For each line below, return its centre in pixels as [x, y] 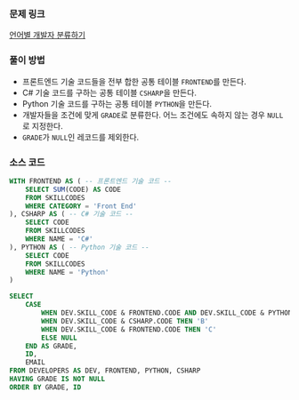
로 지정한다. [43, 125]
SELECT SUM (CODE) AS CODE [73, 189]
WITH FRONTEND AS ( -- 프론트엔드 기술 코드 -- [90, 181]
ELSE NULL [59, 338]
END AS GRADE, [51, 346]
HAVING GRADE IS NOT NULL [57, 380]
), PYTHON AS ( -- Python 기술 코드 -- [79, 247]
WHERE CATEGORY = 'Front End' [81, 206]
